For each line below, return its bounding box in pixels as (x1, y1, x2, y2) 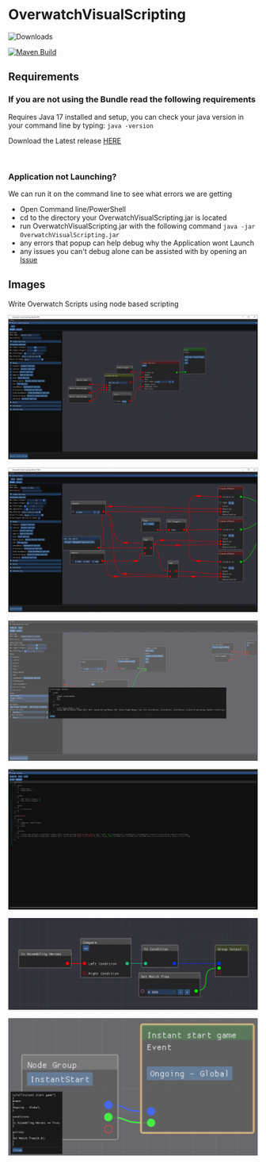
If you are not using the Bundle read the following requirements (8, 94, 256, 105)
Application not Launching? (8, 171, 117, 182)
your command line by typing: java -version (8, 121, 154, 130)
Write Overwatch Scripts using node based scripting (8, 299, 180, 309)
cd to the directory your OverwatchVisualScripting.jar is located (19, 213, 227, 222)
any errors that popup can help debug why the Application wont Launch (19, 238, 255, 248)
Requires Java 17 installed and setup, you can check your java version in (8, 112, 244, 121)
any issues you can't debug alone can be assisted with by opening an (19, 246, 247, 255)
